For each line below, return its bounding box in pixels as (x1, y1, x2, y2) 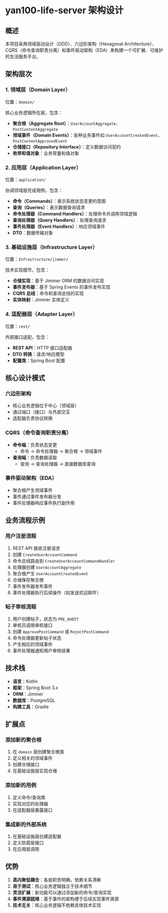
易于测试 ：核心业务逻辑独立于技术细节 (12, 883, 92, 889)
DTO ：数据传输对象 (12, 229, 53, 236)
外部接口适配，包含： (5, 334, 49, 340)
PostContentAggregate (12, 127, 58, 132)
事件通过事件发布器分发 (12, 493, 62, 500)
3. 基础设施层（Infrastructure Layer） (5, 243, 98, 251)
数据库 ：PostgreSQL (12, 697, 55, 703)
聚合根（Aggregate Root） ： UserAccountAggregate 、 (12, 120, 121, 126)
